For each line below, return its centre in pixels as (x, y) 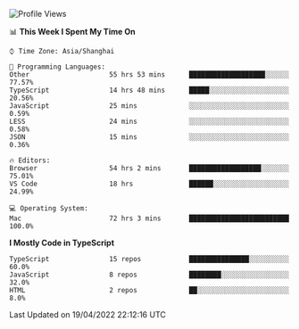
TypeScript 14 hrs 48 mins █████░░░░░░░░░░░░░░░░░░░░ (149, 90)
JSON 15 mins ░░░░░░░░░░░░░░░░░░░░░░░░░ (149, 137)
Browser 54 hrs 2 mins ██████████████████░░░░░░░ (149, 169)
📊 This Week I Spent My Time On (72, 32)
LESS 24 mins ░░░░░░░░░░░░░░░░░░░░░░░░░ (149, 121)
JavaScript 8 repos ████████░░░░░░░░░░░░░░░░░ (149, 275)
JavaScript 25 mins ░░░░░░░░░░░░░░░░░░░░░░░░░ (149, 106)
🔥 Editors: (30, 160)
